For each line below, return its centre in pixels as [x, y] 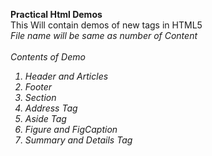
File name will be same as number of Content [104, 35]
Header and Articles [66, 76]
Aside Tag [45, 118]
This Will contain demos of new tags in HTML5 [106, 25]
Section [40, 97]
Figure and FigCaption [71, 129]
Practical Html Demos [56, 14]
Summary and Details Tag [78, 140]
